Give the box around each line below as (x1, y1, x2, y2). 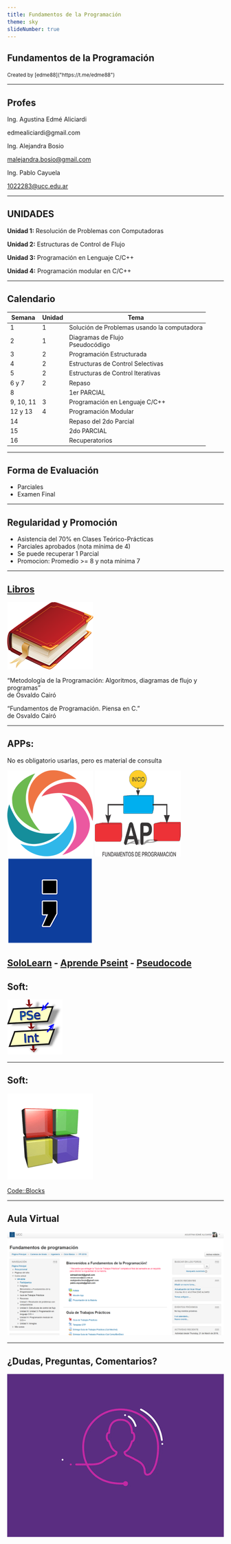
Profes (7, 97, 36, 108)
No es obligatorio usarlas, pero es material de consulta (7, 756, 162, 765)
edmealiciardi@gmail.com (7, 128, 80, 137)
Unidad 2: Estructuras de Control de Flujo (7, 240, 125, 248)
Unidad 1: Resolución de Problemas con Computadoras (7, 226, 164, 234)
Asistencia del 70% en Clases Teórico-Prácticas (16, 535, 154, 543)
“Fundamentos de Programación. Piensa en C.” (7, 704, 140, 713)
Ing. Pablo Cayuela (7, 169, 60, 177)
